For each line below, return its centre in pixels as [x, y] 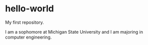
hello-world [30, 9]
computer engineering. [28, 37]
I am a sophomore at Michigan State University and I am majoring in [74, 32]
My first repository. [25, 22]
